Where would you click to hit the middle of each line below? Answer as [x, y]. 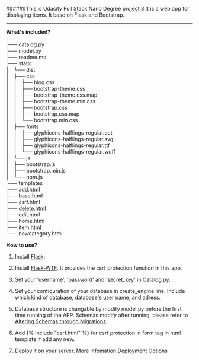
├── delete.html [26, 208]
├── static [19, 63]
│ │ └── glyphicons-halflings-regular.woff [61, 152]
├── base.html [25, 196]
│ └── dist [21, 70]
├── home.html [25, 221]
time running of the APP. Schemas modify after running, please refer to [101, 315]
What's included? [28, 32]
